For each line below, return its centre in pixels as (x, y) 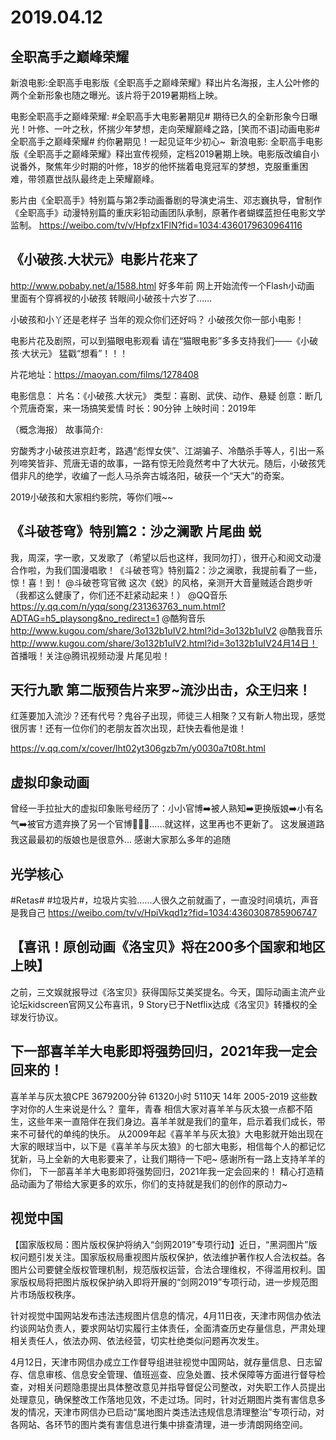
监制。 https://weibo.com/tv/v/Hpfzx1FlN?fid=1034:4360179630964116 (156, 225)
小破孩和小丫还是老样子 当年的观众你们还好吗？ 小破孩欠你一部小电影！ (157, 319)
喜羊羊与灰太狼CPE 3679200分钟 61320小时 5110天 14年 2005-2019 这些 (160, 1096)
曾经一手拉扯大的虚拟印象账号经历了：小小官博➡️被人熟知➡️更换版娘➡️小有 (162, 808)
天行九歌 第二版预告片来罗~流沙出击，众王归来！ (161, 690)
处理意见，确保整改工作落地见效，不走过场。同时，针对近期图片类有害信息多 (168, 1399)
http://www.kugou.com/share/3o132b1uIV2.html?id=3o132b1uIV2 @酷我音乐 (166, 630)
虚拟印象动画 (50, 782)
